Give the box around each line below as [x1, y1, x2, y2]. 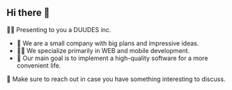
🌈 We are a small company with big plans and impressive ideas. [16, 39, 199, 47]
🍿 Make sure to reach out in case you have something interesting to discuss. [6, 75, 226, 83]
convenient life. [16, 61, 61, 70]
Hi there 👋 [6, 7, 50, 19]
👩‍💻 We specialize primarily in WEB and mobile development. [16, 46, 190, 54]
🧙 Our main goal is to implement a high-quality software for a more [16, 54, 208, 62]
